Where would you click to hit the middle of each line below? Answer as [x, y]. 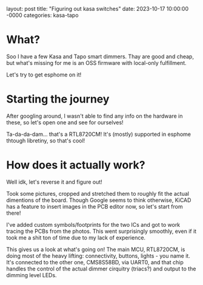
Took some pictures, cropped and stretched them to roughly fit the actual [98, 193]
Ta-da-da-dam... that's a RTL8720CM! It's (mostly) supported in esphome [98, 134]
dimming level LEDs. [32, 275]
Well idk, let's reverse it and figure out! [55, 182]
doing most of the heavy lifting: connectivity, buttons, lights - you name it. [98, 256]
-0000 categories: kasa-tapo [42, 15]
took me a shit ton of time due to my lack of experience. [76, 237]
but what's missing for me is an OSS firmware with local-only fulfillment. [96, 62]
